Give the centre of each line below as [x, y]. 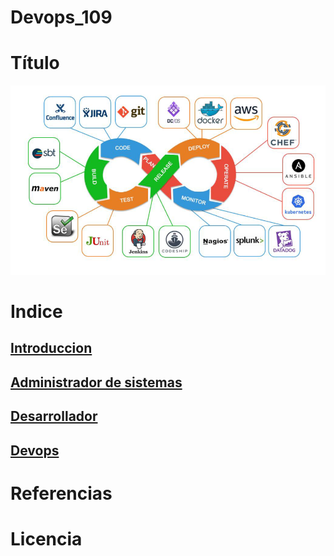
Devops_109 [61, 17]
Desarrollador [54, 416]
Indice [36, 312]
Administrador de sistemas [96, 382]
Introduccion [51, 348]
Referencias [61, 493]
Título [35, 63]
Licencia [46, 538]
